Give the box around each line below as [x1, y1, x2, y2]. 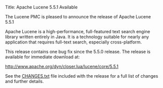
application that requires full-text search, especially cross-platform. [5, 39, 142, 45]
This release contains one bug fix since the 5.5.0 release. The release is [5, 49, 151, 54]
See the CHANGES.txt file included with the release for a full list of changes [5, 73, 159, 79]
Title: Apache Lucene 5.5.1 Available [5, 4, 78, 10]
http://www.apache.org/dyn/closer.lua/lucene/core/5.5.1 [5, 64, 119, 69]
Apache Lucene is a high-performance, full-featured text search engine [5, 29, 150, 34]
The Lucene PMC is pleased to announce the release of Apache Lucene [5, 14, 151, 19]
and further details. [5, 79, 44, 84]
